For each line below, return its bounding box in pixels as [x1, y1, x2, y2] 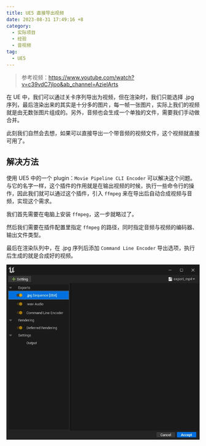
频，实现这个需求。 [6, 197, 55, 205]
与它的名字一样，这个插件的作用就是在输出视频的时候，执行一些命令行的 [6, 182, 189, 189]
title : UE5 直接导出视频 [6, 10, 64, 16]
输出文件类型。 [6, 231, 44, 238]
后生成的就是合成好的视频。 [6, 252, 77, 259]
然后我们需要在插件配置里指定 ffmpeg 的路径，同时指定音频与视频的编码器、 [6, 223, 198, 230]
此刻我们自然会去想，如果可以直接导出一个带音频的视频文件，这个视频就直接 [6, 129, 200, 136]
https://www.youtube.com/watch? [48, 74, 135, 81]
